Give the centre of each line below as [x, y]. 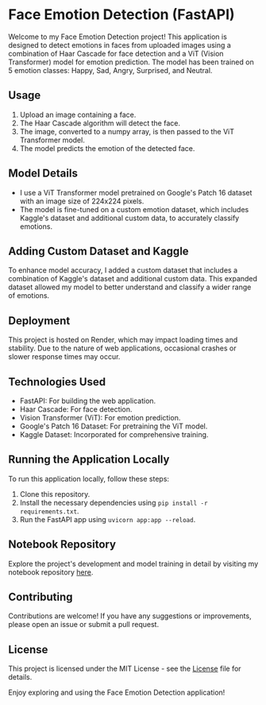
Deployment [39, 321]
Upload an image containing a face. [78, 114]
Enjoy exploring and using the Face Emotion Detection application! [117, 692]
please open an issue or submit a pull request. [84, 625]
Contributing [40, 597]
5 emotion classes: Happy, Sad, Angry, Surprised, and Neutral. [110, 70]
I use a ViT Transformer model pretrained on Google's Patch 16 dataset [136, 192]
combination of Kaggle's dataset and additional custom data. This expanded [133, 279]
